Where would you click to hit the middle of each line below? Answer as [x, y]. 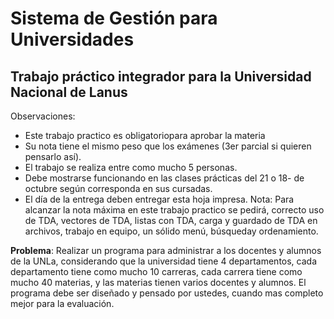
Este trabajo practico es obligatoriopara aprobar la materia [145, 135]
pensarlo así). [53, 156]
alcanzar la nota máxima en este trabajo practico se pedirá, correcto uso [174, 210]
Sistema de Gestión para [114, 18]
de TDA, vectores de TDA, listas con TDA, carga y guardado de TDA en [171, 220]
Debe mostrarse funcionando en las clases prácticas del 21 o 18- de [164, 178]
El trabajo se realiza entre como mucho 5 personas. [131, 167]
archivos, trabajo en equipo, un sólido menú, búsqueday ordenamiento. [171, 231]
